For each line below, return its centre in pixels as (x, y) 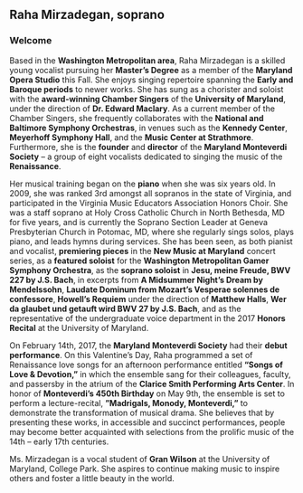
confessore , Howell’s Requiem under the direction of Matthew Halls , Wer (148, 299)
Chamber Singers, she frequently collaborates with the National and (137, 118)
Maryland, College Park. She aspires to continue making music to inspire (145, 469)
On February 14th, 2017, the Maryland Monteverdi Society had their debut (148, 345)
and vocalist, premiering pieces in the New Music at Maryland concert (142, 251)
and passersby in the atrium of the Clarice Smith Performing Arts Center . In (152, 384)
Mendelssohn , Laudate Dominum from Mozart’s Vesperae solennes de (145, 289)
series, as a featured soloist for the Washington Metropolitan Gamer (139, 261)
